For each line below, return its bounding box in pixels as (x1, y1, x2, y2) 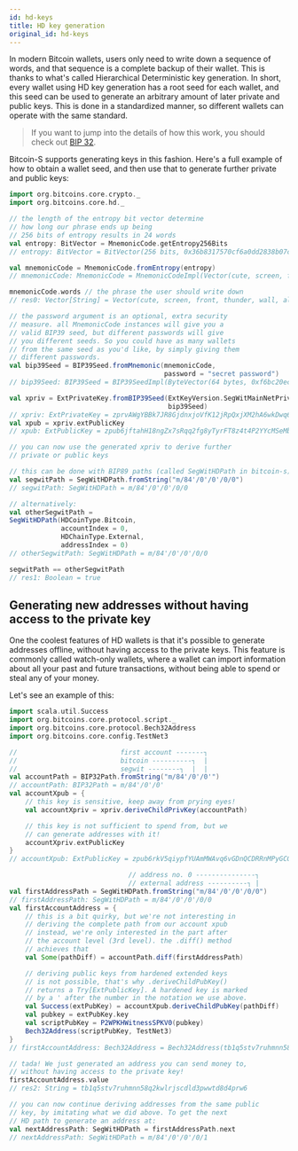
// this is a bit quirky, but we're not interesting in (25, 912, 237, 920)
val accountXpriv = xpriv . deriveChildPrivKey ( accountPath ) (25, 805, 248, 814)
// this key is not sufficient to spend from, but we (25, 821, 228, 830)
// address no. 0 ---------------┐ (128, 871, 260, 880)
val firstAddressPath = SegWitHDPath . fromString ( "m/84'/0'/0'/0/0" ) (9, 887, 268, 896)
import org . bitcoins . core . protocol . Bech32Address (9, 724, 197, 732)
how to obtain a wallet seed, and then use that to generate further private (9, 163, 277, 174)
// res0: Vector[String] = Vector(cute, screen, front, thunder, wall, (9, 296, 279, 305)
